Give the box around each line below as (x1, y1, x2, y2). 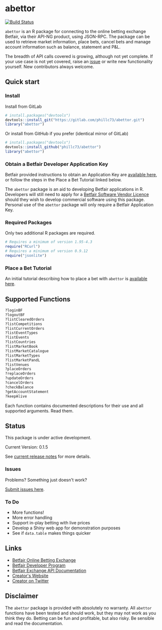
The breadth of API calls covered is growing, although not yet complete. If (5, 53, 153, 59)
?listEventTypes (5, 330, 38, 336)
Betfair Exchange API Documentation (12, 567, 87, 573)
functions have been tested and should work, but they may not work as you (5, 610, 157, 616)
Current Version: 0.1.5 (5, 444, 48, 450)
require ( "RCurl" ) (5, 244, 40, 249)
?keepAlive (5, 394, 27, 399)
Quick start (5, 78, 40, 86)
